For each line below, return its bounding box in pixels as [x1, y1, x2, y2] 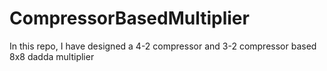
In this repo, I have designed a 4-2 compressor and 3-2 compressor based [9, 40, 317, 52]
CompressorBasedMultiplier [9, 7, 250, 30]
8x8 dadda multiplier [9, 50, 95, 62]
